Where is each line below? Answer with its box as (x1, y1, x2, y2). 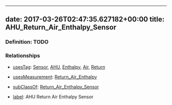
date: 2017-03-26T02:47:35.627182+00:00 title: (5, 15, 165, 24)
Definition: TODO (5, 38, 49, 46)
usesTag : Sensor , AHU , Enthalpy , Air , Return (12, 64, 105, 70)
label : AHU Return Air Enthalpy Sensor (12, 93, 94, 100)
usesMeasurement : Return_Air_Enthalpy (12, 74, 97, 80)
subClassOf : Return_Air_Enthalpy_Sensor (12, 83, 99, 90)
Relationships (5, 52, 40, 59)
